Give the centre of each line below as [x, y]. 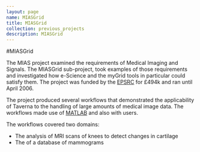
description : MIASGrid [35, 34]
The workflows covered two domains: [53, 124]
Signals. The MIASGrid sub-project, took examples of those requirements [97, 69]
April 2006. [20, 88]
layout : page [23, 12]
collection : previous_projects [45, 29]
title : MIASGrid [26, 23]
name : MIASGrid [25, 17]
